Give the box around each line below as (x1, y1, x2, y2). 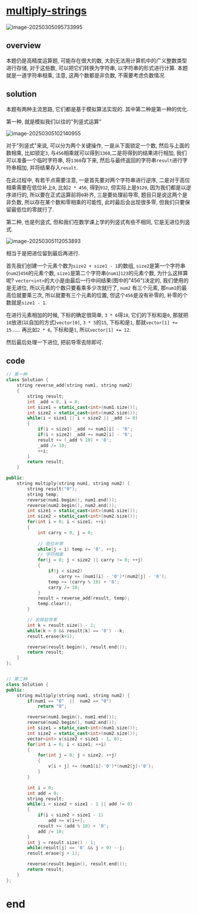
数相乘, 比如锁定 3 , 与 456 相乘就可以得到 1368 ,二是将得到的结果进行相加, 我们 (6, 149, 187, 156)
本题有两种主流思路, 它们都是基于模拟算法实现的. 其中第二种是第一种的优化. (6, 105, 189, 112)
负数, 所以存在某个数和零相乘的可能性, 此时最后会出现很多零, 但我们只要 (11, 198, 185, 205)
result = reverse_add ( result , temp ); (37, 595, 131, 601)
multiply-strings (6, 4, 87, 18)
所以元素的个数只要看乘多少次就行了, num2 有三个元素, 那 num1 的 (29, 284, 182, 291)
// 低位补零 (37, 541, 64, 546)
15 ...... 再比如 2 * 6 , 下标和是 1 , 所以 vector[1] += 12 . (6, 326, 131, 333)
